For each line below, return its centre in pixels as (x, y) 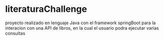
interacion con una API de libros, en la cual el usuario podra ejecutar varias (82, 28)
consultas (15, 33)
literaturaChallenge (46, 9)
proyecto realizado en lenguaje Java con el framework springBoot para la (81, 23)
